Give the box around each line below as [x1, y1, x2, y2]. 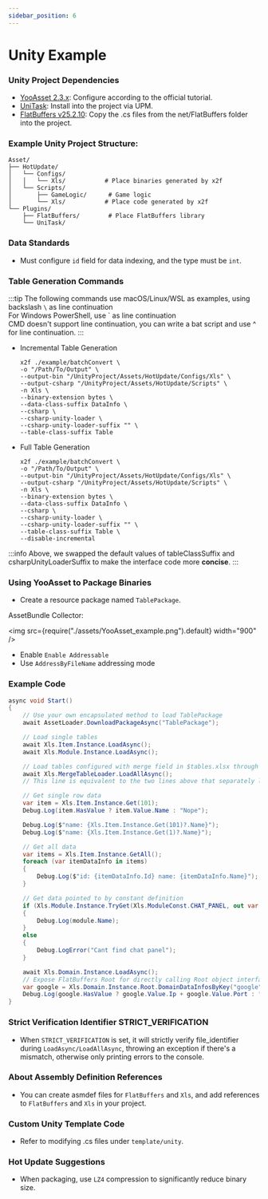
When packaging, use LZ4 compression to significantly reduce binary [19, 1174, 247, 1184]
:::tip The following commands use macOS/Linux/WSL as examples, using [8, 294, 250, 303]
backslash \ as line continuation [8, 303, 113, 311]
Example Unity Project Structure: [8, 138, 139, 149]
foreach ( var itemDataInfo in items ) [22, 857, 148, 866]
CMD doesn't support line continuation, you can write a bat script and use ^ [8, 319, 257, 328]
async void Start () [8, 696, 73, 705]
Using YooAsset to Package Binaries [8, 576, 152, 588]
